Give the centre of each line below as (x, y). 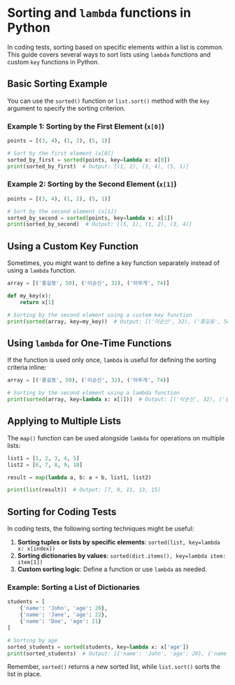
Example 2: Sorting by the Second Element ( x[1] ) (92, 185)
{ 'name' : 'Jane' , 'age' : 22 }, (64, 615)
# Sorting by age (33, 640)
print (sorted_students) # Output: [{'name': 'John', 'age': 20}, (106, 654)
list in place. (24, 674)
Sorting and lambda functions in (99, 13)
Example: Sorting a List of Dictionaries (73, 587)
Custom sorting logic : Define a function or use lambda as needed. (112, 569)
